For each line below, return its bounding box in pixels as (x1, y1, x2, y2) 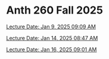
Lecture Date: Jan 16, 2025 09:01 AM (6, 45, 97, 53)
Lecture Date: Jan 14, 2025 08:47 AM (6, 34, 98, 41)
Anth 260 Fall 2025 (6, 4, 103, 17)
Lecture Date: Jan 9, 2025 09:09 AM (6, 23, 96, 30)
